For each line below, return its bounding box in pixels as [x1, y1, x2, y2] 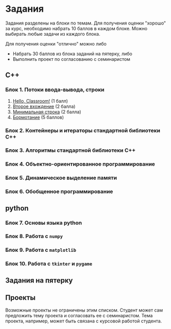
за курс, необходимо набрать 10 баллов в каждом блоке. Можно [5, 25, 148, 31]
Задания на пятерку [5, 276, 73, 285]
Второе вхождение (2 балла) [12, 103, 76, 109]
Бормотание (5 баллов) [12, 114, 64, 120]
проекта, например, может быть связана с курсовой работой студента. [5, 318, 162, 324]
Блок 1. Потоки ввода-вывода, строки [5, 86, 105, 93]
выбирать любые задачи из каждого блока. [5, 31, 101, 37]
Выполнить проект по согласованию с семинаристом [12, 56, 131, 62]
